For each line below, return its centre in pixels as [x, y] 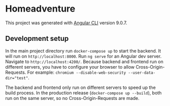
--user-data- [142, 73]
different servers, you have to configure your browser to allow [70, 67]
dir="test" [17, 78]
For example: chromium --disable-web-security [77, 72]
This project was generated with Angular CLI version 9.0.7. [66, 23]
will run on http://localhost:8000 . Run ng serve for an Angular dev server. [83, 56]
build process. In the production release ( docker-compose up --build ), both [83, 93]
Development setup [37, 39]
